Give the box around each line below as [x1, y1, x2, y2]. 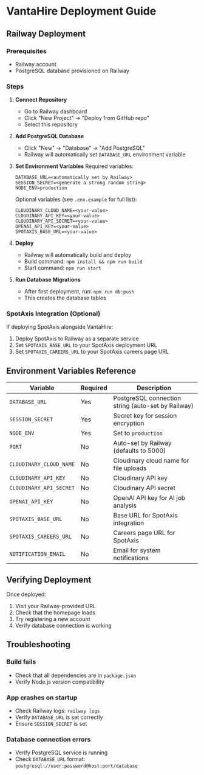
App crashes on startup [6, 693, 78, 701]
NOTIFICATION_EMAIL [9, 551, 66, 558]
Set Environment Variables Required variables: [15, 163, 134, 170]
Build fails [6, 658, 36, 666]
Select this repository [24, 121, 78, 128]
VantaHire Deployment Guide [6, 4, 157, 18]
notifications [113, 554, 149, 563]
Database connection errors [6, 735, 91, 743]
